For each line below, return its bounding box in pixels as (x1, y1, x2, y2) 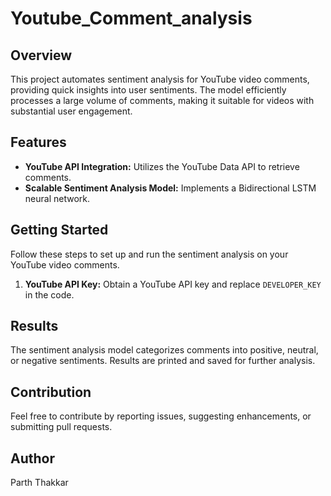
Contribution (10, 383, 92, 401)
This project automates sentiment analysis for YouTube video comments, (10, 73, 310, 85)
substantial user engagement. (10, 105, 133, 117)
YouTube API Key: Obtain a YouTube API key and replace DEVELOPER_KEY (24, 278, 322, 290)
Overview (10, 47, 73, 64)
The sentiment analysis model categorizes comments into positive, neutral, (10, 344, 319, 356)
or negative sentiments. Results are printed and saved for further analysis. (10, 355, 316, 367)
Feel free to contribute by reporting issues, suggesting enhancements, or (10, 410, 312, 422)
